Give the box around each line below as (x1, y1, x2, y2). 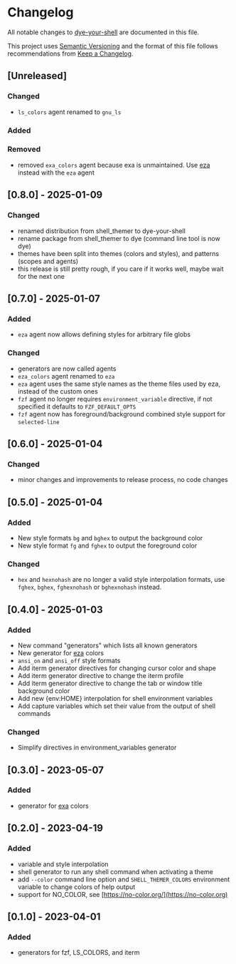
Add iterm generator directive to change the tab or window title (17, 679, 203, 687)
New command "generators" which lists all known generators (17, 641, 198, 650)
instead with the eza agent (17, 168, 95, 177)
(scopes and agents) (17, 257, 79, 265)
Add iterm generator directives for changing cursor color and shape (17, 664, 217, 672)
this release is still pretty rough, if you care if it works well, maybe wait (17, 265, 224, 273)
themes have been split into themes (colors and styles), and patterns (17, 249, 219, 257)
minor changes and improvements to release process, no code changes (17, 476, 229, 484)
